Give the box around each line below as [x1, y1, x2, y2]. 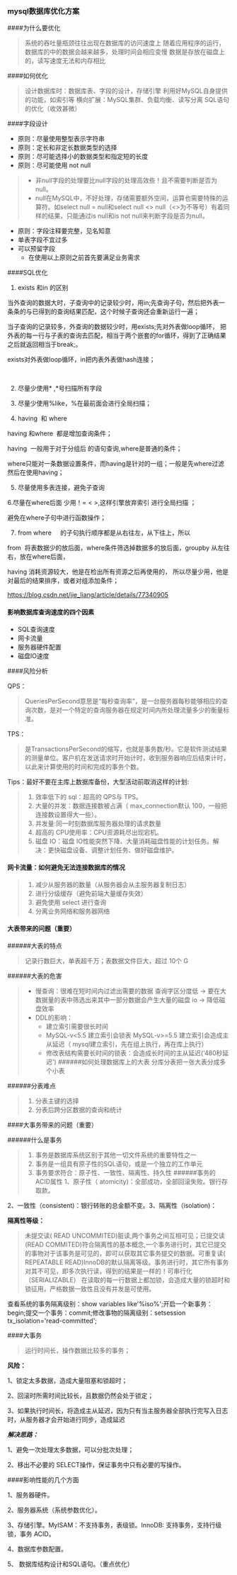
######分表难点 [7, 1081, 57, 1090]
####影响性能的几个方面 [7, 1475, 79, 1484]
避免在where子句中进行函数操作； [7, 513, 107, 522]
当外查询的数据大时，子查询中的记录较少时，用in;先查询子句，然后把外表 [7, 299, 219, 307]
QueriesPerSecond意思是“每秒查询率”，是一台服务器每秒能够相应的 [24, 696, 222, 705]
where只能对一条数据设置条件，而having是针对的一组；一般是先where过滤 [7, 460, 225, 468]
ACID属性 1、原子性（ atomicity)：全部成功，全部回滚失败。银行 [35, 1177, 222, 1186]
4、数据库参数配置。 [7, 1545, 68, 1553]
